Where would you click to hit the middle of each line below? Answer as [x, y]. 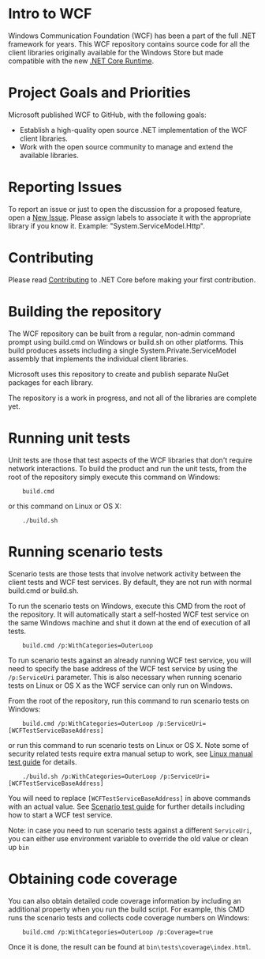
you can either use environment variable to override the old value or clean [128, 838]
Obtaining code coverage [93, 879]
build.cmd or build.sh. [43, 591]
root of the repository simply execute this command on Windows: [114, 477]
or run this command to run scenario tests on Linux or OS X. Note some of [129, 745]
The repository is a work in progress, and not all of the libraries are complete [132, 398]
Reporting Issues [65, 187]
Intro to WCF [50, 14]
